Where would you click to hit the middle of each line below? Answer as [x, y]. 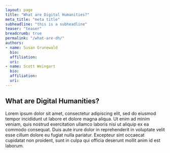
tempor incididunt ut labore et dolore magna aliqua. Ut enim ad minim [78, 119]
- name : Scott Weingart [30, 66]
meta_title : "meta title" [32, 19]
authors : [14, 43]
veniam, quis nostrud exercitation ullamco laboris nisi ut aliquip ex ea [77, 124]
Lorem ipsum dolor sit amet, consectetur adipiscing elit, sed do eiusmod [81, 113]
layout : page [19, 10]
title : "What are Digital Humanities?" [47, 15]
